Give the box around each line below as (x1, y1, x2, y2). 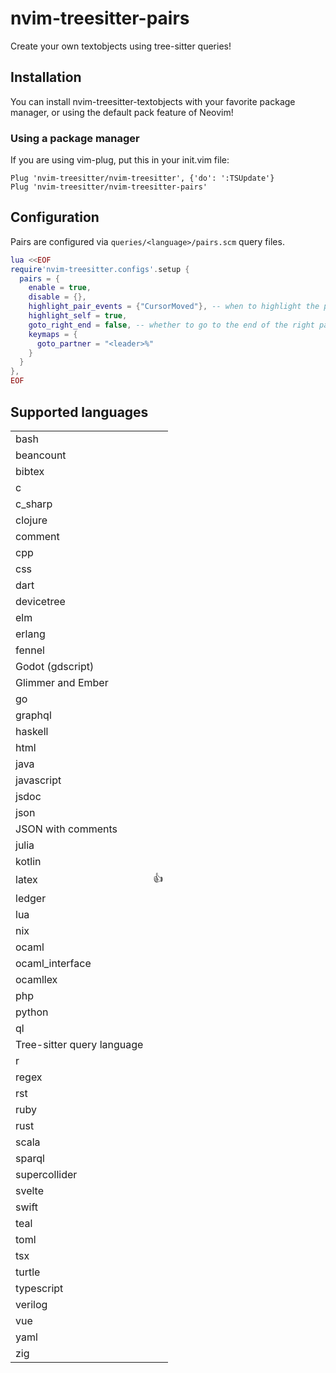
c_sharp (15, 497, 53, 511)
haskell (15, 724, 49, 738)
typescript (15, 1281, 64, 1295)
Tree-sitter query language (15, 1037, 144, 1051)
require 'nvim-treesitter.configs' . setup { (10, 264, 190, 274)
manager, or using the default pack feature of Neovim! (10, 106, 234, 118)
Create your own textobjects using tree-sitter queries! (10, 40, 232, 52)
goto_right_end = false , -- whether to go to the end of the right (28, 320, 315, 330)
